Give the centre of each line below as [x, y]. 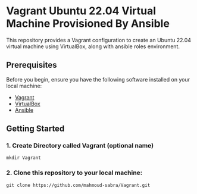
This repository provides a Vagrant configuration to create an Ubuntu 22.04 [99, 40]
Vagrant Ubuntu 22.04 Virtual [81, 11]
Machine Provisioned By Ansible [88, 24]
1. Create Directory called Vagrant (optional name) [80, 146]
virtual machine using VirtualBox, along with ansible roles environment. [93, 46]
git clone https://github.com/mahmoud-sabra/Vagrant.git [78, 185]
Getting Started [35, 129]
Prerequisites [32, 65]
